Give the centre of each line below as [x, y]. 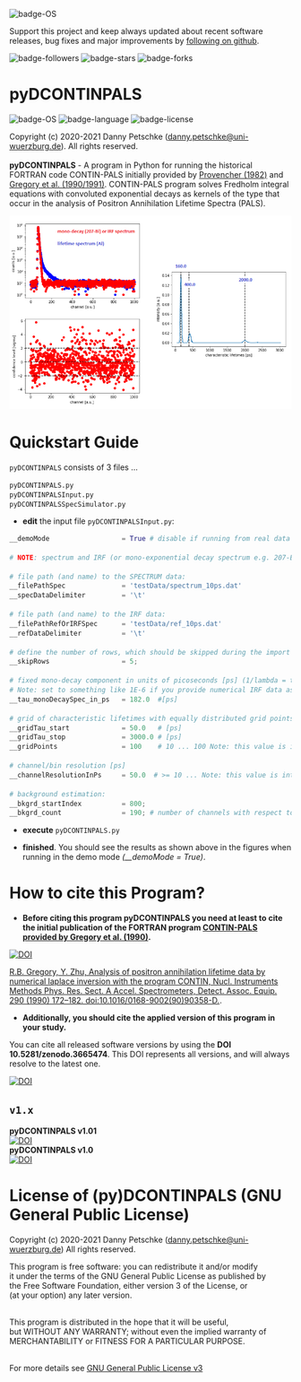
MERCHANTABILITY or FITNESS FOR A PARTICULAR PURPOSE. [127, 1341]
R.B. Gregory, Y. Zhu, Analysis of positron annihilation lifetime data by [138, 972]
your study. [44, 1028]
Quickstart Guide [74, 443]
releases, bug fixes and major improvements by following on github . [134, 41]
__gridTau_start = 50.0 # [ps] [95, 728]
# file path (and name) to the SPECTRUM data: [98, 577]
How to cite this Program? [107, 893]
